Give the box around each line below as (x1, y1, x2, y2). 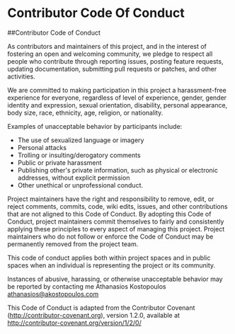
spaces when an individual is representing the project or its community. (7, 260, 216, 270)
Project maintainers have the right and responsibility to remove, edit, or (7, 195, 214, 203)
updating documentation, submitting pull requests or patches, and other (7, 64, 217, 73)
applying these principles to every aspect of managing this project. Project (7, 224, 225, 233)
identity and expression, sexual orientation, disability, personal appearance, (7, 100, 228, 109)
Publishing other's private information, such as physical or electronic (17, 166, 218, 174)
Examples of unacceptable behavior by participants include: (7, 122, 183, 130)
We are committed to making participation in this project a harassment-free (7, 86, 227, 94)
